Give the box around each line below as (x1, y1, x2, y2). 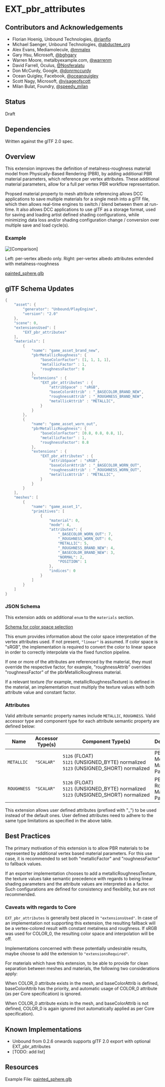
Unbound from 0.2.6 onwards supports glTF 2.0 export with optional (12, 1038, 151, 1044)
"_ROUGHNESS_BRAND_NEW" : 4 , (57, 545, 115, 550)
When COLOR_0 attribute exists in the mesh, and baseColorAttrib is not (5, 1001, 149, 1007)
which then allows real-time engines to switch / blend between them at (5, 201, 149, 207)
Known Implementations (5, 1025, 82, 1034)
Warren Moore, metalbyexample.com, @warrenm (12, 57, 112, 63)
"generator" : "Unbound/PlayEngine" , (23, 307, 98, 312)
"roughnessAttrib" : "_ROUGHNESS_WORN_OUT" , (49, 467, 141, 472)
